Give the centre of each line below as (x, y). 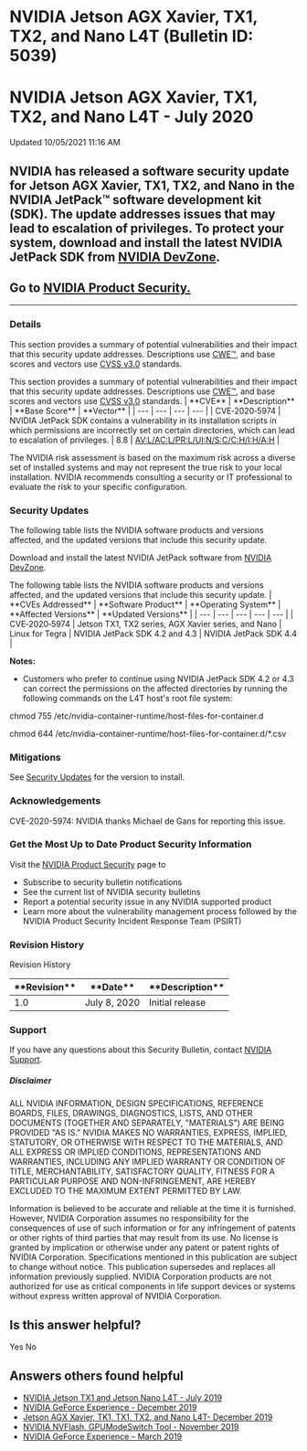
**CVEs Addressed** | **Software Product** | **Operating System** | (145, 604)
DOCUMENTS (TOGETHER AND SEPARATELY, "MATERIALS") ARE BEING (147, 1123)
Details (26, 325)
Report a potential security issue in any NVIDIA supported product (147, 902)
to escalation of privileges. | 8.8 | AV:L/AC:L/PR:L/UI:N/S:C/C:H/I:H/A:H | (145, 440)
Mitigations (35, 757)
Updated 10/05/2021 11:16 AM (65, 143)
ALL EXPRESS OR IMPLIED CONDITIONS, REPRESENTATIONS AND (136, 1152)
